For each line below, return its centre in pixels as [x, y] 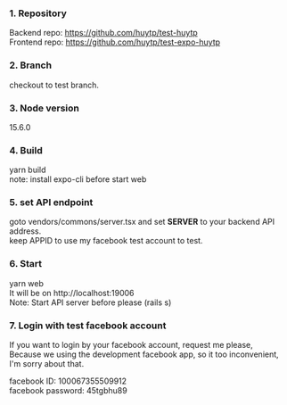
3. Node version [45, 108]
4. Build [26, 150]
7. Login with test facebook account [88, 326]
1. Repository [38, 13]
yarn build [28, 170]
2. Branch [30, 65]
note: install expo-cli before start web [78, 179]
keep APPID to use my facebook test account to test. [106, 241]
